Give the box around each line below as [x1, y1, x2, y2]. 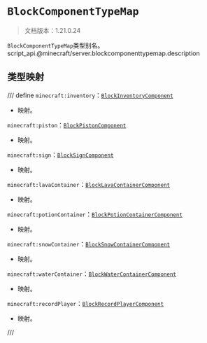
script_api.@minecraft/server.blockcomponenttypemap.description [7, 49, 201, 57]
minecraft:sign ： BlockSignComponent [7, 150, 114, 159]
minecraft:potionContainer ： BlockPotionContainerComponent [7, 210, 183, 218]
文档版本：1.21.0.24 [24, 26, 81, 34]
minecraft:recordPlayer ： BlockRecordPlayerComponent [7, 299, 164, 307]
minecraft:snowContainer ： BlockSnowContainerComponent [7, 239, 170, 248]
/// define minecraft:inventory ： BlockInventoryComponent [7, 91, 173, 99]
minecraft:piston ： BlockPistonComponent [7, 120, 127, 129]
